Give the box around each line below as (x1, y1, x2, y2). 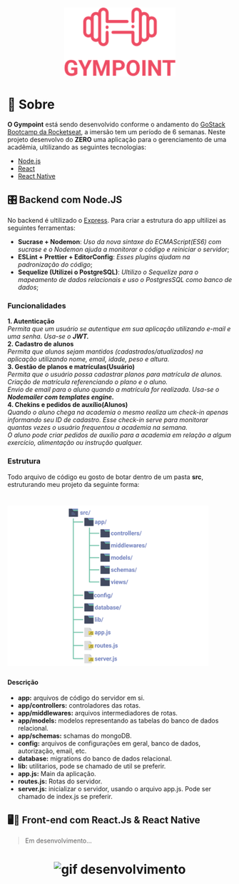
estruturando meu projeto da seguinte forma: (7, 480, 140, 488)
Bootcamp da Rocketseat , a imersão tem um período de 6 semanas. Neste (7, 128, 226, 136)
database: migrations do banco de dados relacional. (17, 754, 173, 763)
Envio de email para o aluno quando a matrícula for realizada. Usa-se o (7, 386, 220, 394)
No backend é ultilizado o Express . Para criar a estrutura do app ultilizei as (7, 216, 226, 224)
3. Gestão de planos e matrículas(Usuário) (7, 363, 136, 371)
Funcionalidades (7, 301, 66, 311)
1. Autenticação (7, 317, 55, 326)
